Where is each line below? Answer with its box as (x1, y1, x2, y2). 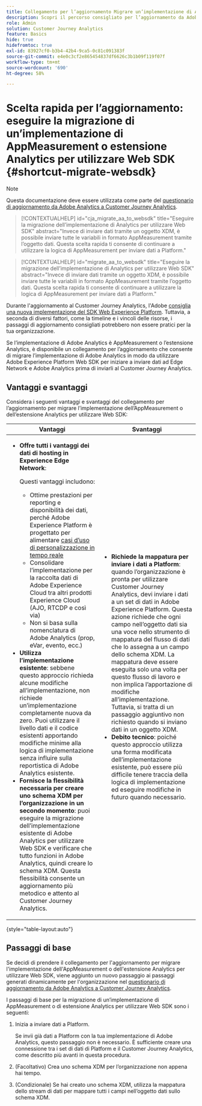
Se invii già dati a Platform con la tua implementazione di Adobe (14, 1032, 173, 1039)
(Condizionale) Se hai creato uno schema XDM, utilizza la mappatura (14, 1081, 186, 1088)
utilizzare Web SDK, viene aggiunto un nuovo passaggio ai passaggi (6, 971, 175, 979)
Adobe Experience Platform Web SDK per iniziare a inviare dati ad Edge (6, 358, 183, 365)
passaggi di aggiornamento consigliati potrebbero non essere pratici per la (6, 321, 191, 328)
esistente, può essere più (111, 763, 182, 771)
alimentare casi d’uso (29, 536, 90, 544)
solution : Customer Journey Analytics (6, 25, 103, 32)
